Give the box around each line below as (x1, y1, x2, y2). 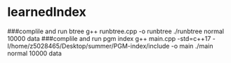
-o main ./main (171, 42, 213, 50)
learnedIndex (7, 4, 86, 20)
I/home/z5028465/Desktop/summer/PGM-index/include (7, 42, 170, 50)
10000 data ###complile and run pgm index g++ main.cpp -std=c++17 (7, 34, 211, 42)
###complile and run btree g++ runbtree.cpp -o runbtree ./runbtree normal (7, 27, 225, 35)
